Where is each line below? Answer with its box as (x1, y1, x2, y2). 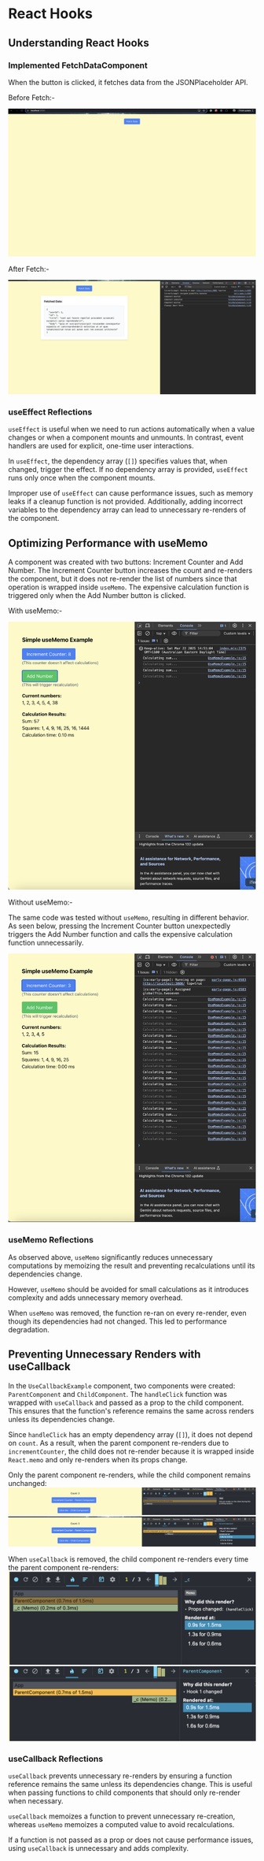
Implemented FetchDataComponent (8, 60, 148, 71)
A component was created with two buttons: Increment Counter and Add (8, 557, 244, 567)
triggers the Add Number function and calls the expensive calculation (8, 930, 233, 939)
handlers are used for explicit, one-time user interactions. (8, 441, 194, 451)
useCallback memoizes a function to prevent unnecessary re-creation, (8, 1811, 236, 1821)
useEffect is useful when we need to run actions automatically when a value (8, 425, 255, 434)
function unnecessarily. (8, 938, 84, 948)
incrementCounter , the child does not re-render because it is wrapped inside (8, 1447, 255, 1456)
